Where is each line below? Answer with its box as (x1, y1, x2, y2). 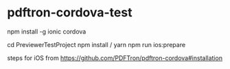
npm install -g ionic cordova (7, 27, 87, 36)
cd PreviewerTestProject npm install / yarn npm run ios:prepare (7, 40, 186, 49)
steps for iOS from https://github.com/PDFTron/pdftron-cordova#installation (7, 53, 223, 62)
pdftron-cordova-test (7, 5, 133, 20)
